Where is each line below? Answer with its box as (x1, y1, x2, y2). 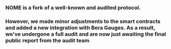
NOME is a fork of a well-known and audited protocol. (5, 4, 141, 11)
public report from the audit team (5, 37, 90, 44)
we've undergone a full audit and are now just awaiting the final (5, 30, 166, 37)
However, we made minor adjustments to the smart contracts (5, 17, 161, 24)
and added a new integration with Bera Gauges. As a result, (5, 24, 156, 31)
